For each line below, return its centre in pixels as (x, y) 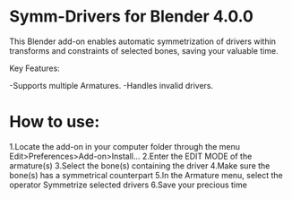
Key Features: (34, 68)
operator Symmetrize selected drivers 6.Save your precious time (129, 185)
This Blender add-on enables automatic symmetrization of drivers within (142, 41)
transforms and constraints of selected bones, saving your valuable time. (144, 50)
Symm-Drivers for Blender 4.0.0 (131, 17)
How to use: (55, 122)
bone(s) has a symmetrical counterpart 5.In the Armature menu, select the (146, 175)
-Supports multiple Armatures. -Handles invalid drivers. (112, 85)
